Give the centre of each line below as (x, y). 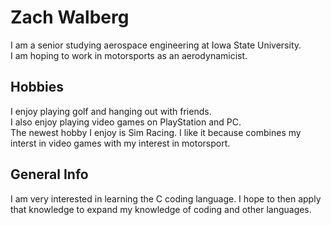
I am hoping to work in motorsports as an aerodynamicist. (129, 55)
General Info (49, 174)
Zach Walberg (70, 17)
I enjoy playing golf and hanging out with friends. (111, 111)
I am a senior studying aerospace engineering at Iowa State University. (156, 45)
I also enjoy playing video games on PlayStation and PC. (126, 122)
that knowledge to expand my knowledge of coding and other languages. (161, 209)
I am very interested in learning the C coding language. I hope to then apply (166, 198)
